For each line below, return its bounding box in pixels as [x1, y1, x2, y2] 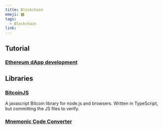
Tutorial [5, 44, 30, 53]
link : [5, 26, 16, 31]
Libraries [5, 74, 33, 82]
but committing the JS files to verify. [5, 106, 80, 112]
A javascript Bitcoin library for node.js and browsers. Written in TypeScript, [5, 100, 158, 107]
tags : [5, 16, 16, 21]
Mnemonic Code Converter [5, 118, 72, 125]
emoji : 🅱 [5, 12, 25, 17]
